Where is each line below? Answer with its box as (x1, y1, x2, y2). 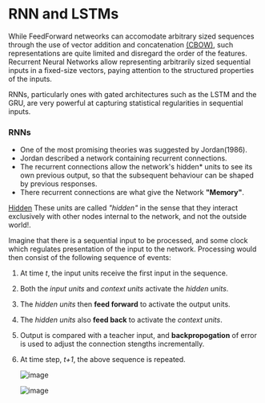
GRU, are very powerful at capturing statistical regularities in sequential (8, 98, 243, 108)
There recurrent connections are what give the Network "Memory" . (19, 188, 244, 197)
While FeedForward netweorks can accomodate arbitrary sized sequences (8, 31, 255, 41)
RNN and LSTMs (8, 5, 119, 23)
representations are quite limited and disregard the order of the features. (8, 48, 248, 58)
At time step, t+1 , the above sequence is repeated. (19, 355, 186, 364)
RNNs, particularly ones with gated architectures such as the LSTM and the (8, 89, 257, 99)
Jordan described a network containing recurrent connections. (19, 153, 227, 163)
